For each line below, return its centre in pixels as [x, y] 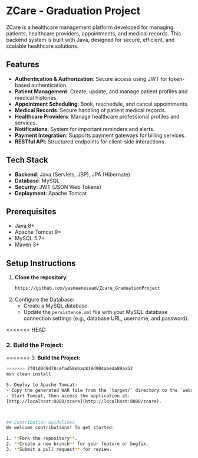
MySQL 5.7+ [30, 238]
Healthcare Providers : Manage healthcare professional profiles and [97, 116]
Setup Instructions [41, 263]
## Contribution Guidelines [41, 422]
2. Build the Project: [35, 345]
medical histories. [36, 97]
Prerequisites [31, 212]
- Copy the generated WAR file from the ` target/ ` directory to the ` [95, 390]
